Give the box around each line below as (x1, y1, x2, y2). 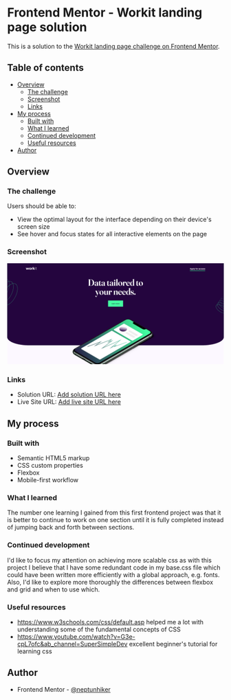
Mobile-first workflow (16, 475, 79, 484)
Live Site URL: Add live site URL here (16, 398, 122, 406)
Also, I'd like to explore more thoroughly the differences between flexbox (7, 578, 214, 586)
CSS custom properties (16, 461, 84, 469)
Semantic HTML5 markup (16, 453, 90, 462)
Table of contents (7, 62, 84, 74)
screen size (16, 223, 50, 231)
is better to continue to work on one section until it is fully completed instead (7, 516, 224, 524)
